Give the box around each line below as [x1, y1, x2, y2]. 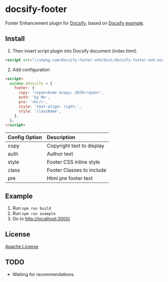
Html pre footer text [46, 175, 93, 182]
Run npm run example [12, 210, 56, 216]
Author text [46, 150, 73, 157]
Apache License [5, 243, 38, 249]
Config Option [7, 134, 42, 141]
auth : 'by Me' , [18, 95, 50, 100]
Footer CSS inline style [46, 158, 100, 165]
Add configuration [12, 66, 50, 72]
